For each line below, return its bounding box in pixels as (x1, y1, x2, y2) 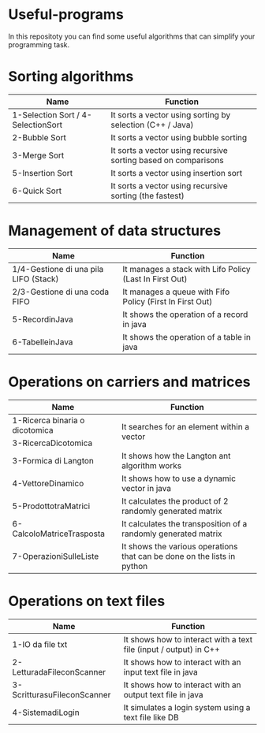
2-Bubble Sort (12, 132, 67, 143)
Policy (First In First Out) (122, 296, 213, 307)
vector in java (121, 482, 172, 493)
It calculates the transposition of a (121, 518, 248, 529)
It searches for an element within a (121, 421, 250, 432)
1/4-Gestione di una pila (12, 263, 104, 274)
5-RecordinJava (12, 314, 73, 325)
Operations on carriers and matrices (8, 373, 251, 391)
